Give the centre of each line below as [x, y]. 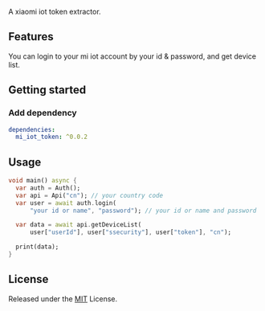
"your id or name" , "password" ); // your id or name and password [143, 211]
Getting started [47, 90]
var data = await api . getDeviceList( [79, 225]
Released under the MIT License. [63, 299]
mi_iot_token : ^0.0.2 [52, 137]
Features [31, 37]
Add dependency [43, 113]
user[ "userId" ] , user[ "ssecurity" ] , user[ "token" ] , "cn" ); [130, 232]
